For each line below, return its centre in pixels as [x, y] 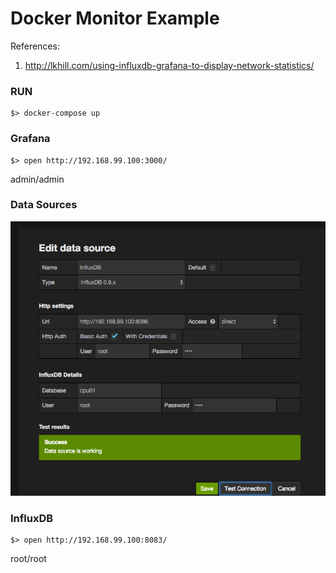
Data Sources [44, 205]
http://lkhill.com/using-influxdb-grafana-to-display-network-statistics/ [169, 65]
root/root [28, 559]
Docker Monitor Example [115, 18]
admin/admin [37, 179]
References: [35, 46]
